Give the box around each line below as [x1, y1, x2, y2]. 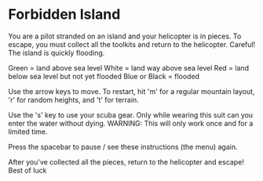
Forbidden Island [8, 5, 121, 24]
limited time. [8, 127, 48, 136]
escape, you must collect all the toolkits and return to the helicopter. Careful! [8, 39, 256, 49]
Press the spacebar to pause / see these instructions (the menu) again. [8, 142, 238, 151]
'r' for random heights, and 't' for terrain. [8, 95, 139, 104]
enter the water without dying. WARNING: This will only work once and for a [8, 118, 254, 128]
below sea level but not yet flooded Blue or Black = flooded [8, 71, 200, 81]
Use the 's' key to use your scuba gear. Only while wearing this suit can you [8, 110, 254, 119]
